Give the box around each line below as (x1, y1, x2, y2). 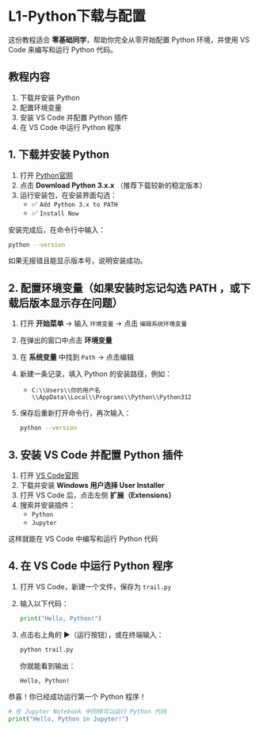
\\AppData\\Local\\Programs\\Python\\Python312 (31, 394, 192, 402)
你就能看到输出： (19, 661, 76, 670)
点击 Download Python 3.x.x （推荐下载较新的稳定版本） (19, 180, 208, 190)
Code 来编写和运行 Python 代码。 (8, 44, 117, 54)
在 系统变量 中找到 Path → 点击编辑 (19, 352, 135, 362)
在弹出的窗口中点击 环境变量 (19, 336, 112, 345)
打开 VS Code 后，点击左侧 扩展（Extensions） (19, 490, 176, 500)
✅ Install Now (31, 207, 79, 218)
